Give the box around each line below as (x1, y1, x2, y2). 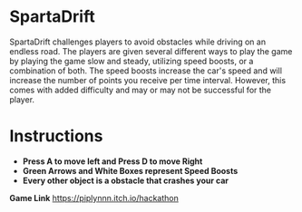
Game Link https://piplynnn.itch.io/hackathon (9, 192, 179, 203)
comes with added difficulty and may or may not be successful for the (9, 84, 272, 95)
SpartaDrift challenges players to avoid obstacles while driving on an (9, 36, 266, 47)
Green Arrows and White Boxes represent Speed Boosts (22, 165, 239, 176)
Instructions (9, 126, 103, 147)
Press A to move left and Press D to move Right (22, 156, 203, 167)
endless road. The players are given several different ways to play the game (9, 45, 293, 56)
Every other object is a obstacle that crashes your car (22, 175, 229, 186)
